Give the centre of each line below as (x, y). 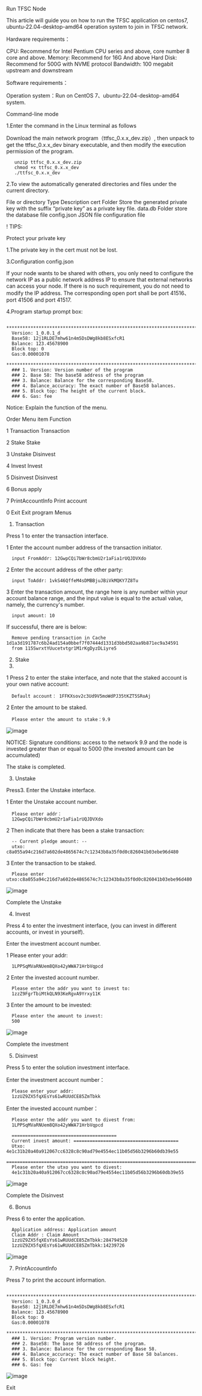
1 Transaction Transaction (38, 431)
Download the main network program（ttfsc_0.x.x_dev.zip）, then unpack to (100, 138)
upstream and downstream (40, 70)
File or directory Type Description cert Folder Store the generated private (97, 202)
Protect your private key (36, 238)
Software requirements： (37, 83)
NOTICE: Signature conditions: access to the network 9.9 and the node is (97, 742)
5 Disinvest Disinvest (32, 477)
